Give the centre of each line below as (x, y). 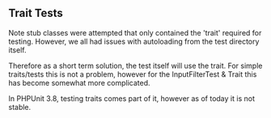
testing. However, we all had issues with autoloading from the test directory (134, 41)
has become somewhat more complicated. (80, 82)
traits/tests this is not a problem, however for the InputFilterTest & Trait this (133, 74)
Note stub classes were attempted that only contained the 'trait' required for (135, 32)
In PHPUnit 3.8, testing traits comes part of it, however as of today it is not (131, 98)
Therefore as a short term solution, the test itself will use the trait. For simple (135, 65)
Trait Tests (36, 13)
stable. (20, 107)
